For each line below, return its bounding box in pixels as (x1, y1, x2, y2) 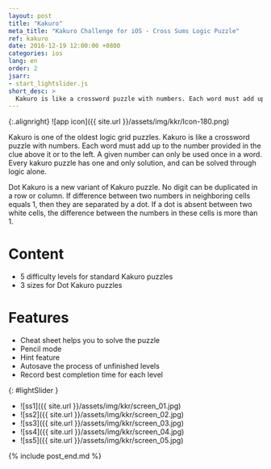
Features (8, 309, 69, 327)
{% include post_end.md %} (8, 451, 102, 461)
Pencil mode (19, 344, 62, 354)
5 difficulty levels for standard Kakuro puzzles (19, 272, 173, 281)
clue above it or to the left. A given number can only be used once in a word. (8, 150, 262, 159)
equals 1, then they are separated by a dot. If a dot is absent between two (8, 200, 252, 209)
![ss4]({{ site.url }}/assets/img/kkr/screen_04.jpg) (19, 427, 185, 437)
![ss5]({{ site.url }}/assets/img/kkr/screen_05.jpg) (19, 436, 184, 446)
